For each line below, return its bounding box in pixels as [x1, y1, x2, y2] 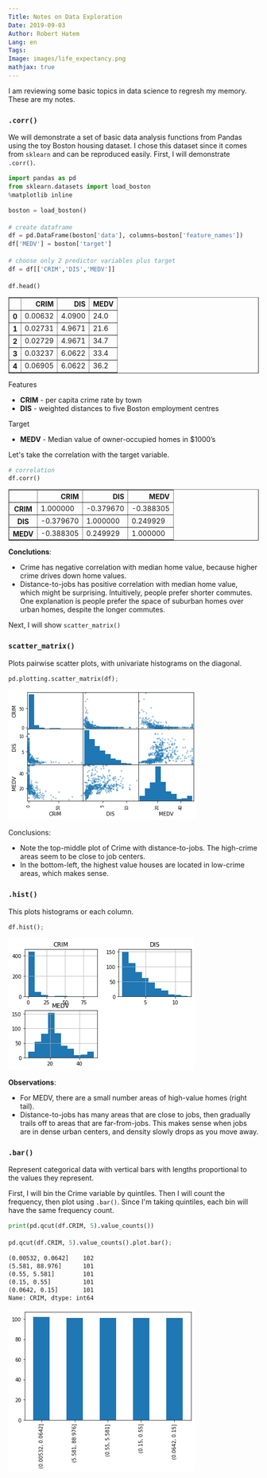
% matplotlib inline [8, 191, 73, 199]
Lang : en [8, 38, 37, 46]
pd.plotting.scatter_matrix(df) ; [8, 674, 119, 682]
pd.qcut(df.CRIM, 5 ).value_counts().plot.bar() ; [8, 1238, 172, 1246]
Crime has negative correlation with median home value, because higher [19, 562, 258, 573]
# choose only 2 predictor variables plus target [8, 257, 176, 265]
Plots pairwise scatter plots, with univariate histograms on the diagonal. [8, 658, 242, 668]
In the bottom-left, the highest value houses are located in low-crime [19, 860, 245, 870]
